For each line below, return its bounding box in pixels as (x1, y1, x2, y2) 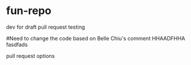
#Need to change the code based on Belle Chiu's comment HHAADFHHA (6, 35, 186, 42)
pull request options (6, 52, 55, 59)
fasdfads (6, 41, 28, 48)
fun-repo (6, 4, 52, 18)
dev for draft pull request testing (6, 23, 85, 30)
